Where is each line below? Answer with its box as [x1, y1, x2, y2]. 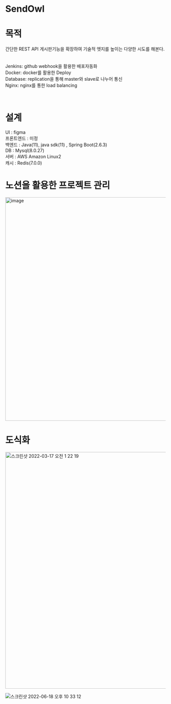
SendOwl [5, 3, 45, 15]
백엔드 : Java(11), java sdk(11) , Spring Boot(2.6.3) [5, 142, 107, 148]
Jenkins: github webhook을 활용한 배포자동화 [5, 63, 98, 69]
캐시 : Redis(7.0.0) [5, 160, 42, 166]
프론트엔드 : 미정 [5, 135, 38, 142]
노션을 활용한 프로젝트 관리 [5, 180, 110, 192]
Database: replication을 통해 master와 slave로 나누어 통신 [5, 76, 123, 82]
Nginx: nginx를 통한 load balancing [5, 82, 77, 88]
